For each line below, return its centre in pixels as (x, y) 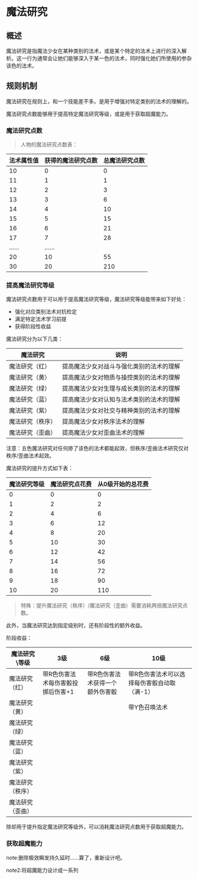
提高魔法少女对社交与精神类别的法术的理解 (121, 411)
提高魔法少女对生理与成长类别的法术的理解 (121, 388)
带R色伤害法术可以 (154, 674)
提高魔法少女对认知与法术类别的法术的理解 (121, 399)
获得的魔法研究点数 (71, 161)
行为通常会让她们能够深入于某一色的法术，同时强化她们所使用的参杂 (109, 58)
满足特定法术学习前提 (40, 319)
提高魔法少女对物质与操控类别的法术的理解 (121, 378)
